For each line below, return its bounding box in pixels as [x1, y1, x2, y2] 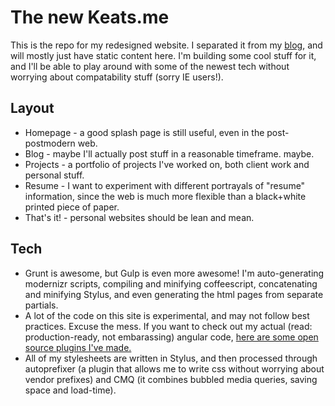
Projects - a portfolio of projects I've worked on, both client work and [24, 158, 310, 170]
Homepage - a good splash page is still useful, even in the [24, 126, 265, 138]
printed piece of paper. [24, 201, 120, 213]
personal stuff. [24, 169, 85, 181]
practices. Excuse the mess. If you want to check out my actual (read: [24, 320, 313, 332]
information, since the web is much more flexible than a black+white [24, 190, 307, 202]
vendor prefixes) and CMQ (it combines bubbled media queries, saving [24, 373, 318, 385]
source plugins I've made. [24, 341, 132, 353]
